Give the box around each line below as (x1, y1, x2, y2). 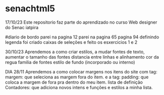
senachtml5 (5, 3, 55, 14)
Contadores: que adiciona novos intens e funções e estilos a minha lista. (5, 84, 153, 90)
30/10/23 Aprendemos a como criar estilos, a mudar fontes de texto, (5, 49, 145, 55)
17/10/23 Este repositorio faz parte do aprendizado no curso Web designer (5, 19, 158, 25)
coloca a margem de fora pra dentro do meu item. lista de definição (5, 79, 143, 85)
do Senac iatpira (5, 24, 39, 30)
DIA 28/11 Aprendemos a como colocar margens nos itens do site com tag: (5, 68, 158, 74)
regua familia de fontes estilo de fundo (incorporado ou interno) (5, 59, 135, 65)
